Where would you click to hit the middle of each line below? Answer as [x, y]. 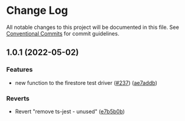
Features [20, 70]
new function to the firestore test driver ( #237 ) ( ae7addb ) [86, 82]
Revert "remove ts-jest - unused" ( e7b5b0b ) [70, 111]
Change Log [37, 11]
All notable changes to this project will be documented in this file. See [93, 27]
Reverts [18, 98]
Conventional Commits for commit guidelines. [63, 33]
